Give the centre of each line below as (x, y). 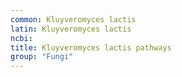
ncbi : (21, 38)
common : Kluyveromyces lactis (73, 19)
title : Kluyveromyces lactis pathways (91, 47)
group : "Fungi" (42, 57)
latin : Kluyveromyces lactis (71, 29)
